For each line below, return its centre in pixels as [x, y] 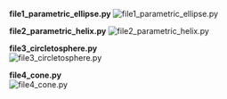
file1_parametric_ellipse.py [60, 14]
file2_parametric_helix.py [58, 31]
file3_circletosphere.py [53, 48]
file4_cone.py [36, 75]
